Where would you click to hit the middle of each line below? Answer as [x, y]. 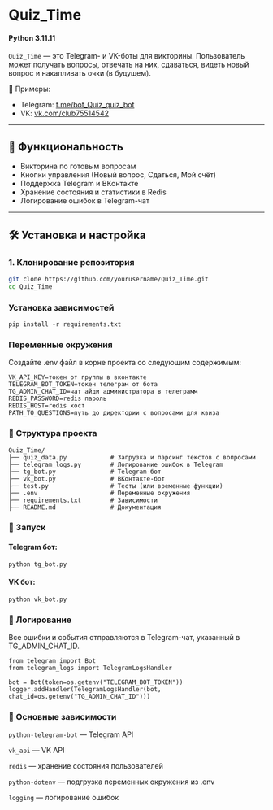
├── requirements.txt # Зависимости [83, 500]
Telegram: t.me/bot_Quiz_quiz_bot [77, 105]
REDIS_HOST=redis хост [47, 406]
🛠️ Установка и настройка [77, 235]
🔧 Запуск [27, 528]
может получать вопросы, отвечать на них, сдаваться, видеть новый [129, 65]
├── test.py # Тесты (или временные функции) [116, 486]
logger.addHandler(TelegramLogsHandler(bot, [85, 690]
